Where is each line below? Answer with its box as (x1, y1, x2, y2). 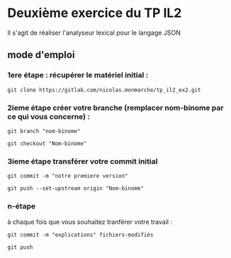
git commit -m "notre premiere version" (7, 172, 129, 180)
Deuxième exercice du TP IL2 (7, 5, 182, 21)
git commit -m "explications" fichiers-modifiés (7, 231, 154, 238)
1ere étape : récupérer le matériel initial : (7, 70, 149, 80)
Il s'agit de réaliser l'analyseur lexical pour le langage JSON (7, 28, 181, 37)
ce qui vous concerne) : (7, 111, 91, 121)
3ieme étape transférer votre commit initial (7, 156, 158, 166)
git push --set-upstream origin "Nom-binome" (7, 185, 144, 192)
